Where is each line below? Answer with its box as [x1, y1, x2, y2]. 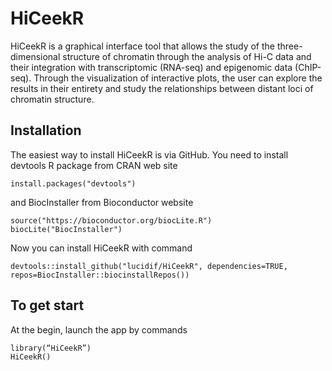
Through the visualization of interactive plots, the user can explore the [33, 72, 323, 84]
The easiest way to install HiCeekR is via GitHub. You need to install [10, 148, 289, 161]
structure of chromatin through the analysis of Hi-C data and [62, 50, 312, 62]
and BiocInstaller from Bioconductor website [10, 196, 194, 208]
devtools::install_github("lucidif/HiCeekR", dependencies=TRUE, [10, 261, 288, 271]
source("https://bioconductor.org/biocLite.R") [10, 215, 213, 226]
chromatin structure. [10, 93, 95, 105]
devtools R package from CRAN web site [10, 159, 178, 171]
